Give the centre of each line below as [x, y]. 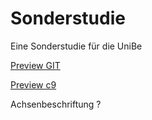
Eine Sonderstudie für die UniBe [76, 46]
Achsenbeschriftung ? [56, 104]
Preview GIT [35, 65]
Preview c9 [33, 84]
